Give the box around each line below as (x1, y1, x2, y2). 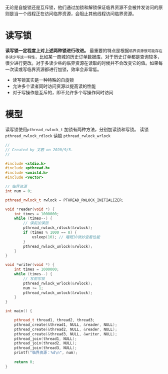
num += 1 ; (23, 285, 43, 290)
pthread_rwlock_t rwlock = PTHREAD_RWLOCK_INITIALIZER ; (5, 197, 124, 203)
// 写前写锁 (23, 276, 45, 281)
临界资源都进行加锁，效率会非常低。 (26, 66, 101, 72)
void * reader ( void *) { (5, 207, 55, 212)
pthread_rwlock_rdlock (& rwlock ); (23, 225, 93, 230)
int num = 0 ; (5, 188, 32, 194)
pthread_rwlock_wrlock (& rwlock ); (23, 281, 93, 286)
